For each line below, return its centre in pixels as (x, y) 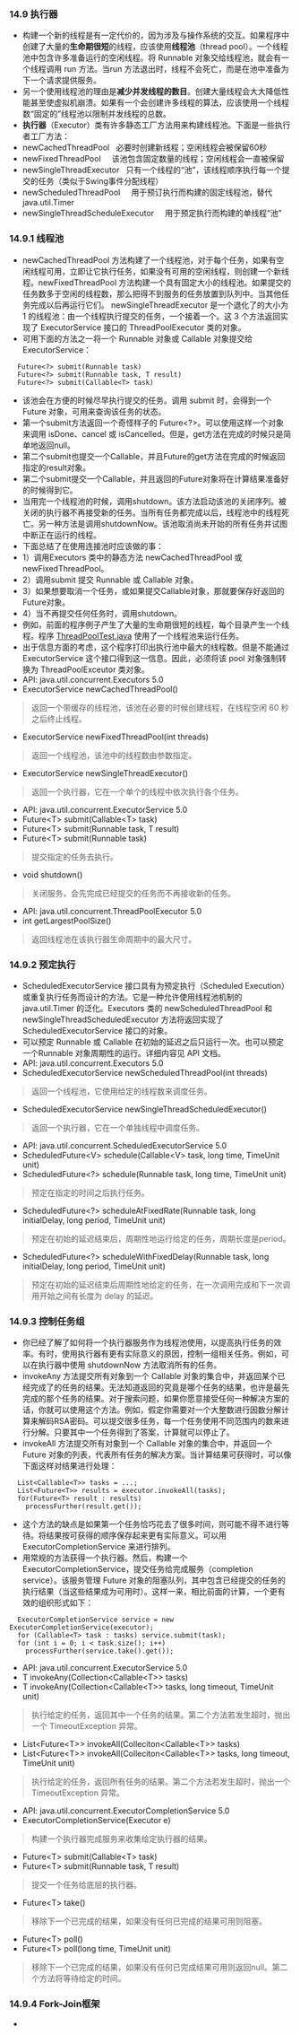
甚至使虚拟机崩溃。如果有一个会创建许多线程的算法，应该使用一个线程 (159, 103)
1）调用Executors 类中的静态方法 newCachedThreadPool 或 (132, 557)
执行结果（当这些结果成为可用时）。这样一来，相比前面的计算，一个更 (150, 1592)
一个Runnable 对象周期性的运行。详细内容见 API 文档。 (124, 1052)
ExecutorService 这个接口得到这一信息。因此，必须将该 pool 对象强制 (150, 658)
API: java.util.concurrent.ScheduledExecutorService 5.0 (124, 1145)
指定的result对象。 (56, 467)
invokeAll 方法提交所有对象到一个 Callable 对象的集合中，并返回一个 (147, 1444)
